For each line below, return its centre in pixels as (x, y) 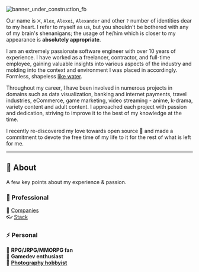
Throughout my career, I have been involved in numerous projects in (89, 88)
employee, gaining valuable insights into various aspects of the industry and (99, 64)
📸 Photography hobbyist (37, 263)
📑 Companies (23, 210)
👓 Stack (17, 217)
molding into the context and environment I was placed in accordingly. (92, 70)
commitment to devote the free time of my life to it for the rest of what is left (99, 137)
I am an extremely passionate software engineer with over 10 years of (91, 51)
